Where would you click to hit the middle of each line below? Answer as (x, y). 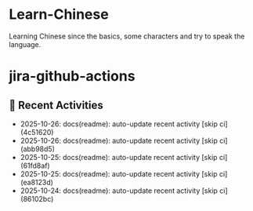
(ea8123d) (37, 182)
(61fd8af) (35, 166)
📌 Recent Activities (56, 105)
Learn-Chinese (59, 15)
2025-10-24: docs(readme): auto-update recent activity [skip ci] (124, 191)
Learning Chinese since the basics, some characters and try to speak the (127, 36)
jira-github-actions (72, 76)
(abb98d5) (38, 149)
